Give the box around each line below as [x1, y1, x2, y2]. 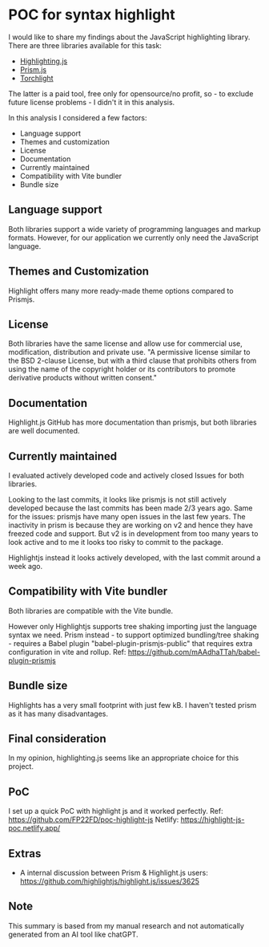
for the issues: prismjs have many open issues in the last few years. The [8, 512, 246, 521]
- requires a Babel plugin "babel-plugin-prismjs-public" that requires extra [8, 638, 253, 648]
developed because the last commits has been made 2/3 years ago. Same [8, 503, 253, 513]
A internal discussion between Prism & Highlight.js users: [19, 868, 208, 878]
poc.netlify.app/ [8, 823, 61, 833]
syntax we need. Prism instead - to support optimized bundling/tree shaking [8, 630, 259, 640]
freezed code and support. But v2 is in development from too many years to [8, 529, 259, 539]
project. [8, 762, 34, 771]
